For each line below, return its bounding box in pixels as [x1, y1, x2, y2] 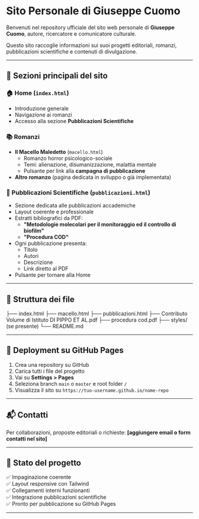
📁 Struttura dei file [6, 294, 75, 304]
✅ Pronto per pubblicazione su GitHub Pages [6, 501, 116, 508]
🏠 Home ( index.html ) [6, 89, 69, 97]
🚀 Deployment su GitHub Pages [6, 345, 124, 356]
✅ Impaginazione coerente [6, 474, 72, 481]
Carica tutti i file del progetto [14, 367, 85, 375]
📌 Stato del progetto [6, 458, 82, 468]
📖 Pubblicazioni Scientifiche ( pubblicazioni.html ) [6, 188, 151, 197]
